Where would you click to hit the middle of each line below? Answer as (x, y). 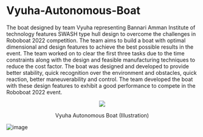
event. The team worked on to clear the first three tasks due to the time (95, 53)
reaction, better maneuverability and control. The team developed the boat (100, 79)
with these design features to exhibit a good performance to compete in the (101, 85)
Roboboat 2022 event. (34, 92)
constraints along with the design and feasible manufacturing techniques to (101, 60)
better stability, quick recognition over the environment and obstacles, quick (101, 72)
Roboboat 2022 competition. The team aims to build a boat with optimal (96, 40)
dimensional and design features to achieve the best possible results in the (100, 47)
